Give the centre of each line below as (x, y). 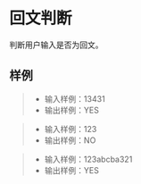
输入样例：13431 (75, 98)
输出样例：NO (70, 140)
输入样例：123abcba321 (88, 159)
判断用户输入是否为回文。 (56, 45)
